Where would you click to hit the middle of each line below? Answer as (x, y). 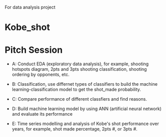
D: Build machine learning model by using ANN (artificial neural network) (87, 109)
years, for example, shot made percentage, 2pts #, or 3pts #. (75, 129)
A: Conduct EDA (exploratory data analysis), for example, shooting (80, 64)
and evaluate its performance (42, 114)
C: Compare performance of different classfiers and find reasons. (79, 99)
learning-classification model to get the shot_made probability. (76, 90)
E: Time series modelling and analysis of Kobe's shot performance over (85, 124)
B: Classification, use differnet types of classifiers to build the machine (85, 84)
